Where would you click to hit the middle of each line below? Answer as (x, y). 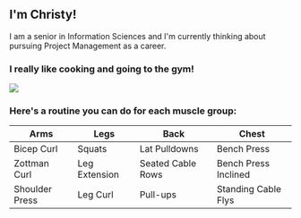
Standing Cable (249, 189)
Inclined (233, 175)
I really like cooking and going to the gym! (102, 69)
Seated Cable (168, 163)
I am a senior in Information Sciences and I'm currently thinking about (138, 36)
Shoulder (33, 189)
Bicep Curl (36, 149)
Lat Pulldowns (169, 149)
